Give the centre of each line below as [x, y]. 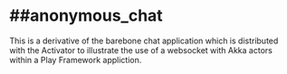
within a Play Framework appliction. [76, 60]
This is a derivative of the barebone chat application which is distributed [144, 41]
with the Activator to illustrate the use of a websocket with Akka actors [141, 50]
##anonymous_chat [86, 16]
